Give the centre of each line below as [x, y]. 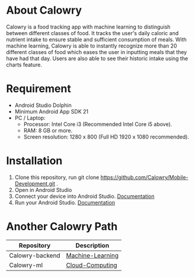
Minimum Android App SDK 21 [52, 111]
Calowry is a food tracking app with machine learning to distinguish [88, 27]
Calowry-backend [35, 255]
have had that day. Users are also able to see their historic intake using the [97, 58]
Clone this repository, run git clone [57, 177]
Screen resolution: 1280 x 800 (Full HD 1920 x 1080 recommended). [106, 137]
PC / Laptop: [30, 118]
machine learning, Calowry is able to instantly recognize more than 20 [92, 46]
